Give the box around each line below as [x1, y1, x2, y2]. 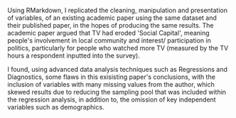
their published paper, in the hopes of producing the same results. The [7, 21, 214, 29]
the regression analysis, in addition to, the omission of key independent [7, 95, 216, 104]
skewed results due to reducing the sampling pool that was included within [7, 88, 226, 96]
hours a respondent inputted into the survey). [7, 51, 140, 60]
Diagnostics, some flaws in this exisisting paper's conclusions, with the [7, 73, 215, 81]
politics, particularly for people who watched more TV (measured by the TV [7, 44, 229, 52]
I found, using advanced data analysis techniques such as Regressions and [7, 65, 227, 73]
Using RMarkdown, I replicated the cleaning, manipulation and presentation [7, 6, 227, 14]
